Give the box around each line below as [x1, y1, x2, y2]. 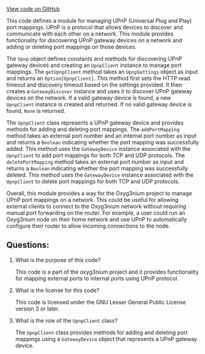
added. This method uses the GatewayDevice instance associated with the [6, 145, 191, 152]
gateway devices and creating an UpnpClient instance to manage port [6, 61, 182, 69]
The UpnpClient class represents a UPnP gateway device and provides [6, 119, 184, 126]
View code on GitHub [6, 6, 60, 12]
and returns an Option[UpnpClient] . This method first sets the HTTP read [6, 75, 191, 82]
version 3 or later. [15, 305, 60, 312]
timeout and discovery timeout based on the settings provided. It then [6, 81, 182, 88]
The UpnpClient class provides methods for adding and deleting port [15, 328, 188, 336]
